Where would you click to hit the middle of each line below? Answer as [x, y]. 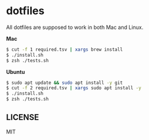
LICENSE [23, 117]
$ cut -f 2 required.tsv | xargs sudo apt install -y [74, 88]
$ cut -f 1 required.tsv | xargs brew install [64, 49]
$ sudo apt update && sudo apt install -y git [64, 83]
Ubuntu [16, 71]
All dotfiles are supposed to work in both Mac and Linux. [75, 27]
